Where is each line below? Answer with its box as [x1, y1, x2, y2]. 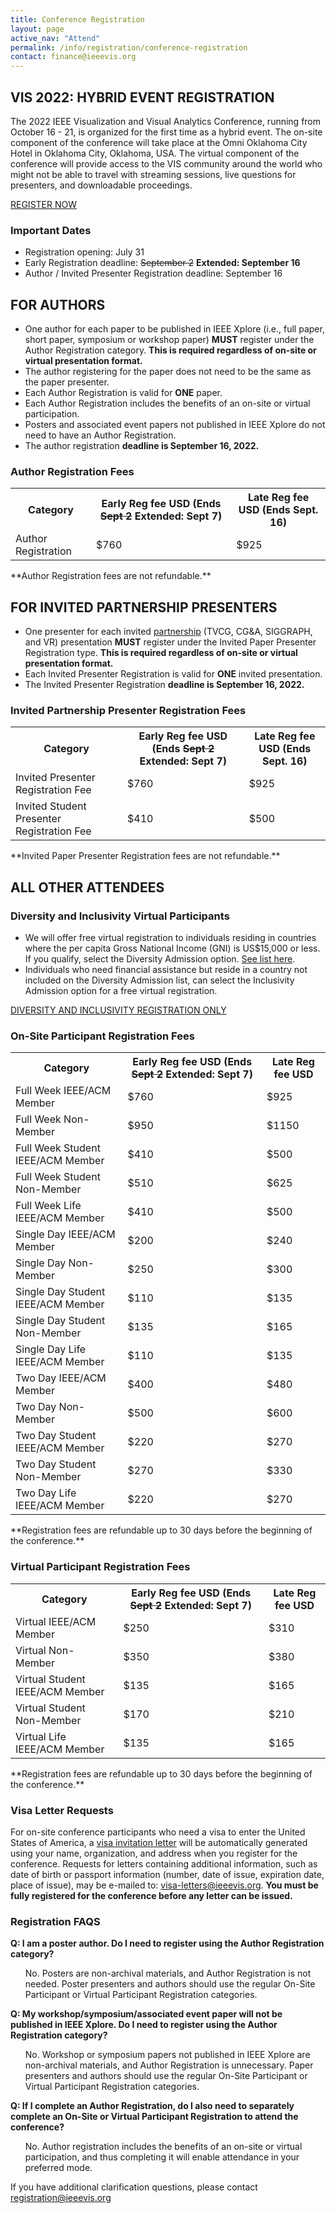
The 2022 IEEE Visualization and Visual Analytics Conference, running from [10, 115, 322, 127]
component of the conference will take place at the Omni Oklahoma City [10, 136, 308, 148]
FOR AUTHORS [10, 296, 106, 313]
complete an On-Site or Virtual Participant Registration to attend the [10, 2111, 299, 2123]
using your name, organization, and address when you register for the [10, 1847, 298, 1860]
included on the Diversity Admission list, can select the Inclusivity [24, 974, 295, 986]
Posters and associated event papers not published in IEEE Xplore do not [24, 419, 326, 431]
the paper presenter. [24, 376, 110, 388]
